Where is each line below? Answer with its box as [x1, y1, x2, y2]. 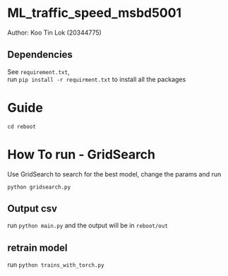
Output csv [7, 203, 58, 215]
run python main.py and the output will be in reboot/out [7, 221, 168, 230]
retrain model [7, 241, 68, 253]
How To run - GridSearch [7, 146, 156, 162]
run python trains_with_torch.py [7, 260, 104, 269]
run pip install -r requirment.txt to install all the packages [7, 75, 186, 83]
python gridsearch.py [7, 184, 71, 191]
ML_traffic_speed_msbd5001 [7, 5, 182, 21]
